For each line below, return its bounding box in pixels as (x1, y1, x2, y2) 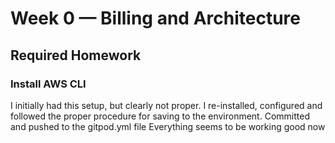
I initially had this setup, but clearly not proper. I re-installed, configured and (10, 99, 323, 111)
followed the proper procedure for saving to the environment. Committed (10, 110, 310, 122)
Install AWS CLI (10, 77, 87, 91)
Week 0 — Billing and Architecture (10, 7, 301, 30)
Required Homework (10, 47, 142, 64)
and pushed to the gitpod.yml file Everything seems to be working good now (10, 120, 326, 132)
